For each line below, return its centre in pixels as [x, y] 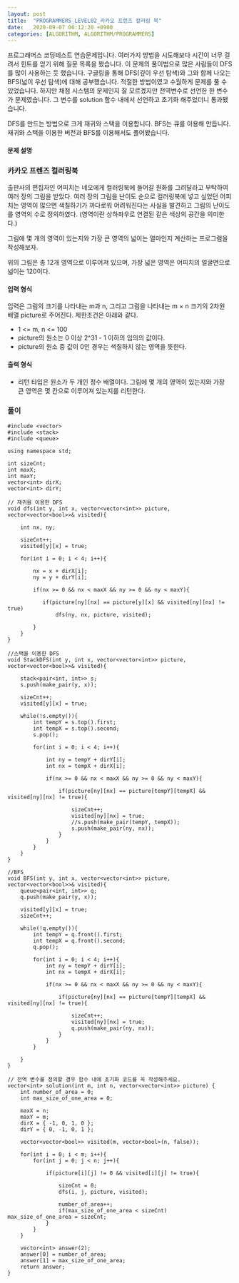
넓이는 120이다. [29, 271]
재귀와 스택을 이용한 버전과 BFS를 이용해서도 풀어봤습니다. [88, 133]
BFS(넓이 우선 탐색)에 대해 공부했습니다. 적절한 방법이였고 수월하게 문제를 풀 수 [117, 82]
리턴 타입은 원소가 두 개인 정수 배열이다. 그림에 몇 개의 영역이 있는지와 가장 [121, 382]
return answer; [43, 1267]
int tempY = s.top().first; [75, 722]
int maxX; [22, 470]
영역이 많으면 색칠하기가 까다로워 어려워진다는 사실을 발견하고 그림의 [116, 206]
